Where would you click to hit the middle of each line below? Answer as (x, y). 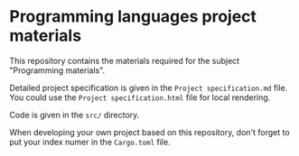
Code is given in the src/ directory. (75, 115)
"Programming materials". (57, 70)
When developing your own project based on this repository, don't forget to (150, 132)
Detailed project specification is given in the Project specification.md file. (149, 87)
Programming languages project (133, 17)
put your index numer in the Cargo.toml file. (90, 142)
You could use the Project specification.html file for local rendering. (140, 97)
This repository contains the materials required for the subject (125, 60)
